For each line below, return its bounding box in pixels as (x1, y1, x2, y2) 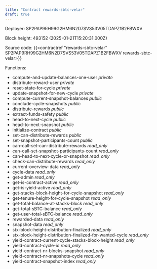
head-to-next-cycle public (12, 116, 66, 122)
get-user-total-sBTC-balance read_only (12, 211, 93, 217)
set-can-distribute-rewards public (12, 132, 81, 138)
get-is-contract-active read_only (12, 179, 79, 185)
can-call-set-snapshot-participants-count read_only (12, 148, 119, 154)
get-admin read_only (12, 174, 55, 180)
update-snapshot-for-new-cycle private (12, 90, 94, 96)
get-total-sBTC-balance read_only (12, 206, 82, 212)
